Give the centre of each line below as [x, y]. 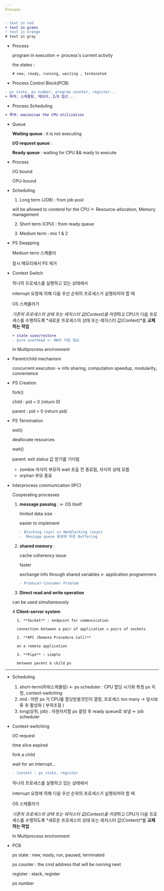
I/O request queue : [32, 143]
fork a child [23, 755]
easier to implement [39, 523]
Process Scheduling [32, 106]
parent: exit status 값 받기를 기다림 [46, 459]
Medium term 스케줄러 [34, 253]
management [25, 214]
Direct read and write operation [52, 593]
